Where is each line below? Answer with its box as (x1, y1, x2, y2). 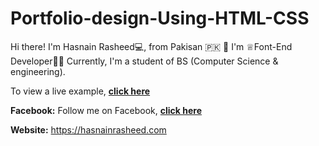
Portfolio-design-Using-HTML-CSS (10, 7, 310, 30)
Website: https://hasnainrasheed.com (10, 123, 167, 136)
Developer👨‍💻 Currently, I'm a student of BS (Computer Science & (10, 55, 279, 67)
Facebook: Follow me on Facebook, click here (10, 104, 203, 116)
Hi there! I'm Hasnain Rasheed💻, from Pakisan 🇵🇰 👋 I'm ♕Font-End (10, 40, 293, 52)
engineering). (10, 65, 66, 77)
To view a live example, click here (10, 85, 151, 97)
